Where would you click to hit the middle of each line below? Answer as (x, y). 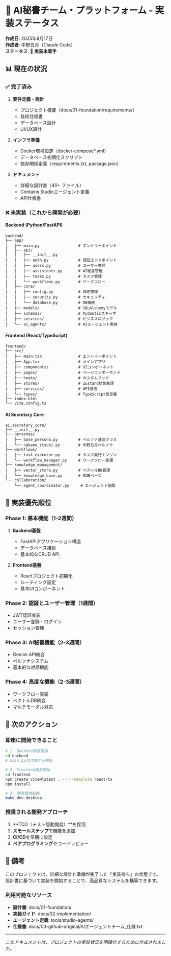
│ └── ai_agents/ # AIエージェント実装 (62, 324)
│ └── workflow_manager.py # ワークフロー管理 (59, 460)
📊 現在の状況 (26, 69)
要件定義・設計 (28, 99)
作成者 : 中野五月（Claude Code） (40, 44)
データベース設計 (38, 123)
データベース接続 (38, 548)
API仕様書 (31, 198)
